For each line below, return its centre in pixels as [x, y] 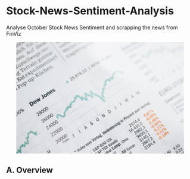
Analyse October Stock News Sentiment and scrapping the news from [92, 27]
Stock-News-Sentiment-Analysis [90, 11]
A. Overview [30, 170]
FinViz [14, 33]
